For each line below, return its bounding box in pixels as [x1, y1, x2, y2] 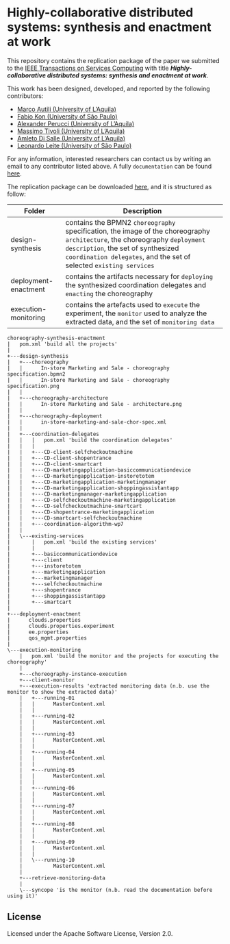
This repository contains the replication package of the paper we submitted [7, 56, 220, 64]
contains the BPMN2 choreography [65, 217, 176, 227]
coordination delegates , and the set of [65, 252, 191, 261]
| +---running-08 [19, 821, 75, 827]
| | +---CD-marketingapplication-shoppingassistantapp [7, 485, 179, 492]
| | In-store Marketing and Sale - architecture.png [7, 400, 183, 407]
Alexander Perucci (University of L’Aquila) [16, 119, 135, 128]
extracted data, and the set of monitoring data [65, 317, 215, 326]
